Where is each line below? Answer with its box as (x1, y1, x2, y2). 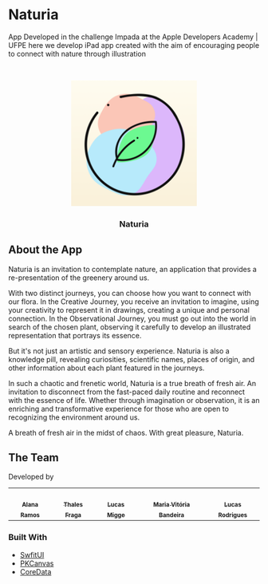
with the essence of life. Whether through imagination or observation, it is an (8, 395, 260, 404)
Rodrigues (218, 511, 248, 519)
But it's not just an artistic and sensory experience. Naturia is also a (8, 345, 230, 356)
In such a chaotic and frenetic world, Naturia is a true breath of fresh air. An (8, 378, 257, 388)
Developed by (8, 472, 54, 482)
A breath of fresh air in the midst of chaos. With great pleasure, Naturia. (8, 428, 244, 437)
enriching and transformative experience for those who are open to (8, 404, 230, 413)
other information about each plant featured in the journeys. (8, 363, 205, 373)
